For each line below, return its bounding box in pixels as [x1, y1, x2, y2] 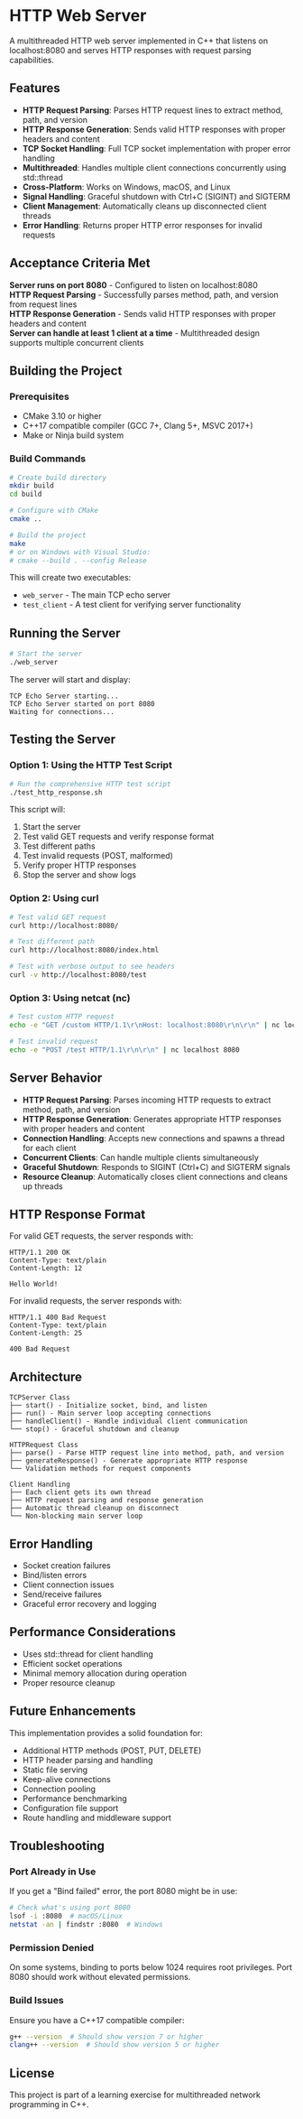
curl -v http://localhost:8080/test [9, 971, 147, 980]
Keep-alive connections [22, 1773, 111, 1784]
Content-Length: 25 [9, 1329, 83, 1338]
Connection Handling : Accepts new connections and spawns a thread [22, 1132, 286, 1143]
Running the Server [9, 625, 121, 641]
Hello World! [9, 1279, 59, 1289]
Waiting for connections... [9, 707, 115, 716]
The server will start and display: [9, 674, 131, 684]
